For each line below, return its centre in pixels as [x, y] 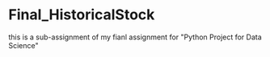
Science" [23, 45]
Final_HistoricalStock [82, 15]
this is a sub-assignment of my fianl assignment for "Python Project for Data [135, 37]
